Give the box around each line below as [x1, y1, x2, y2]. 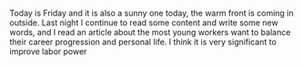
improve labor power [9, 46, 87, 57]
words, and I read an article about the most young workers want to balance [9, 27, 291, 37]
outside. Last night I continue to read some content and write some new [9, 17, 279, 28]
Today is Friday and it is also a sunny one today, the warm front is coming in [9, 8, 294, 18]
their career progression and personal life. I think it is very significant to [9, 36, 278, 47]
